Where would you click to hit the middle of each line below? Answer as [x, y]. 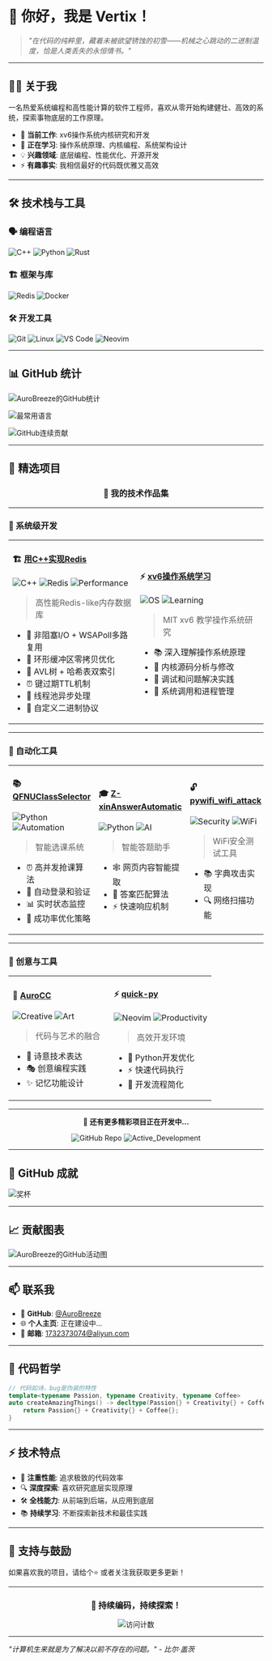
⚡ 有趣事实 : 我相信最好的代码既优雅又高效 [89, 165]
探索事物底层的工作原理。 [65, 117]
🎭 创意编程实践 [56, 1068]
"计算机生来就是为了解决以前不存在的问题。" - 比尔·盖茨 [102, 1649]
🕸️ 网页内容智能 [142, 867]
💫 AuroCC [32, 995]
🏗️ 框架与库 [31, 275]
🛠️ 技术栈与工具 [47, 203]
